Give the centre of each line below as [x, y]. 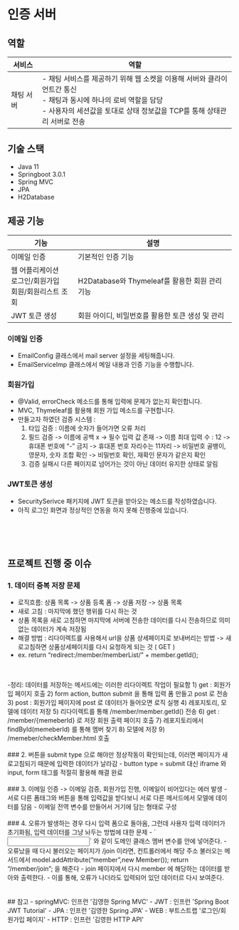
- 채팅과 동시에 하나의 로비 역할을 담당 [102, 100]
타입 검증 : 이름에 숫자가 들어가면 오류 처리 [87, 428]
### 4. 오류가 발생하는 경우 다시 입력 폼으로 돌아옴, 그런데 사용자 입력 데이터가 [116, 823]
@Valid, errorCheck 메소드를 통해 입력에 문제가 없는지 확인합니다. [110, 402]
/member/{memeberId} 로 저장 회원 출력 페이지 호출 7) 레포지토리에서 [106, 720]
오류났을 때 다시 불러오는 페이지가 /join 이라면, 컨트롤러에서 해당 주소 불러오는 [115, 851]
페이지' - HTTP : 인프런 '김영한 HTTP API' [85, 919]
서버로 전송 [68, 122]
